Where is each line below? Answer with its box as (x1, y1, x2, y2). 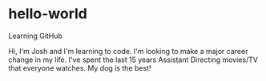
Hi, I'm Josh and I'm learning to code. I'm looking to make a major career (8, 46, 248, 56)
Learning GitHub (8, 31, 62, 40)
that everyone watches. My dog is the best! (8, 63, 151, 72)
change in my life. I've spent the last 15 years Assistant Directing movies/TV (8, 55, 259, 64)
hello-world (8, 5, 88, 23)
